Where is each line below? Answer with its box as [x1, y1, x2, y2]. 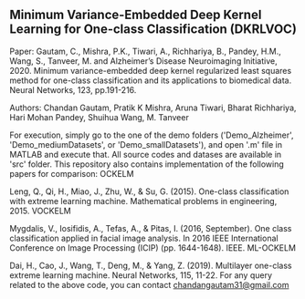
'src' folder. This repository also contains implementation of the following [9, 159, 285, 170]
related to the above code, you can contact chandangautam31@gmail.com [9, 279, 289, 290]
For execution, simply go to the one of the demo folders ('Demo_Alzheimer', [9, 129, 294, 140]
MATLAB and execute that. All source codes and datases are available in [9, 149, 282, 160]
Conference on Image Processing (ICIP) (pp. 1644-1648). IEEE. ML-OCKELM [9, 242, 297, 253]
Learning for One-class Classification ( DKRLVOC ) [9, 22, 297, 37]
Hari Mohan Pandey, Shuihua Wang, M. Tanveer [9, 111, 189, 122]
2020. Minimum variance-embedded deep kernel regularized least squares [9, 65, 292, 76]
